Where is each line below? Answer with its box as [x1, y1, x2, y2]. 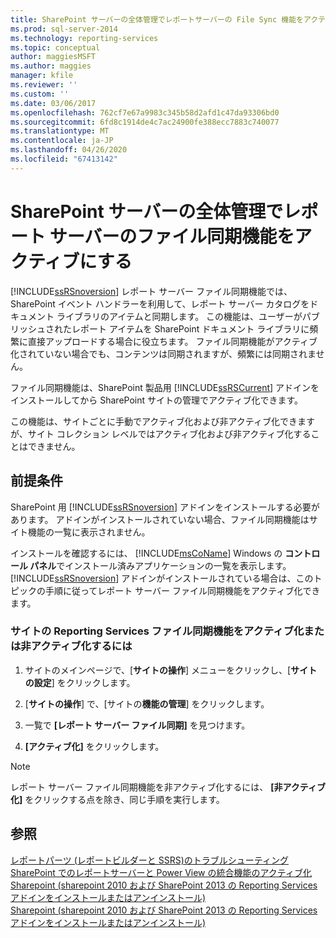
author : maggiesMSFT [10, 52, 97, 62]
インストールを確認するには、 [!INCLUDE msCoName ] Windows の [10, 547, 283, 559]
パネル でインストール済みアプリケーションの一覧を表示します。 [29, 559, 292, 571]
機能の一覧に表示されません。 [27, 526, 151, 538]
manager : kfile [10, 71, 74, 81]
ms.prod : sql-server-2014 [10, 24, 118, 34]
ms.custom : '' [10, 89, 70, 99]
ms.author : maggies [10, 61, 92, 71]
